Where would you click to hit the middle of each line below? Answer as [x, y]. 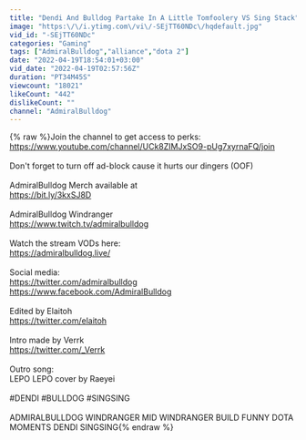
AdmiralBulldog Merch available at [74, 185]
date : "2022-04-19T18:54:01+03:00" [77, 60]
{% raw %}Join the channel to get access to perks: [105, 137]
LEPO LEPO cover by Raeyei [62, 379]
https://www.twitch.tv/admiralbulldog [79, 224]
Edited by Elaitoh [41, 312]
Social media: [35, 272]
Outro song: [32, 369]
